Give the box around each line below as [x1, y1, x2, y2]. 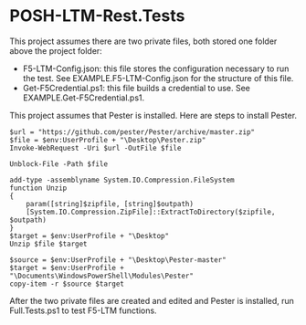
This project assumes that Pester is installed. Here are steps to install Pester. [9, 110, 298, 121]
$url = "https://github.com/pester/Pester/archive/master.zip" [9, 127, 256, 137]
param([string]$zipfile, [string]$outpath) [26, 199, 195, 208]
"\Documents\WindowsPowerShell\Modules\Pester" [9, 271, 195, 280]
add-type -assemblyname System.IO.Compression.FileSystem [9, 175, 235, 184]
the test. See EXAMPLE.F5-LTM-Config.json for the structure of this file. [22, 72, 294, 83]
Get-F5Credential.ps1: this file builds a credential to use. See [22, 82, 251, 93]
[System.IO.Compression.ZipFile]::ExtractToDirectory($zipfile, [26, 207, 276, 216]
